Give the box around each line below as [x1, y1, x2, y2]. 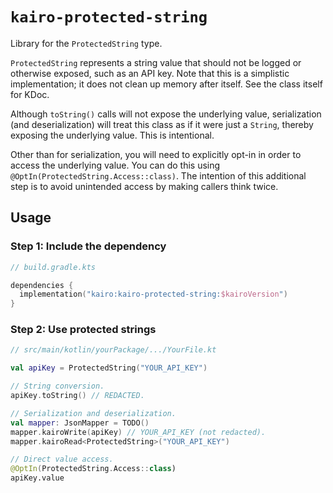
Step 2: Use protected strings [10, 323, 157, 337]
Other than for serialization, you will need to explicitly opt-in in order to [10, 148, 302, 160]
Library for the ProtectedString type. [10, 37, 163, 49]
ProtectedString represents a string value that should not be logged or [10, 56, 302, 68]
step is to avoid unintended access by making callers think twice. [10, 180, 279, 192]
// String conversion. [10, 381, 105, 392]
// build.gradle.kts [10, 262, 97, 272]
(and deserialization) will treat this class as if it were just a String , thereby [10, 118, 314, 130]
